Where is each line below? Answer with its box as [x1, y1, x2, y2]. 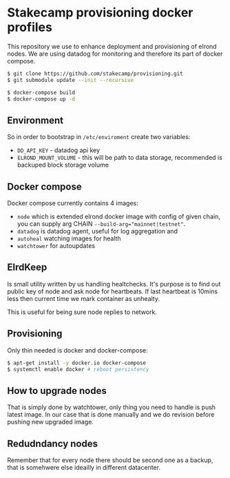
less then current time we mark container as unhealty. [7, 294, 160, 302]
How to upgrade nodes [7, 384, 107, 397]
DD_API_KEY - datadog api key [17, 146, 101, 154]
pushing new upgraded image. [7, 418, 94, 426]
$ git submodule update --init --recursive [7, 76, 134, 83]
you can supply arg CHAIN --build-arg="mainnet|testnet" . [17, 220, 186, 228]
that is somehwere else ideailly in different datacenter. [7, 464, 160, 472]
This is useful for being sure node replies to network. [7, 308, 157, 316]
